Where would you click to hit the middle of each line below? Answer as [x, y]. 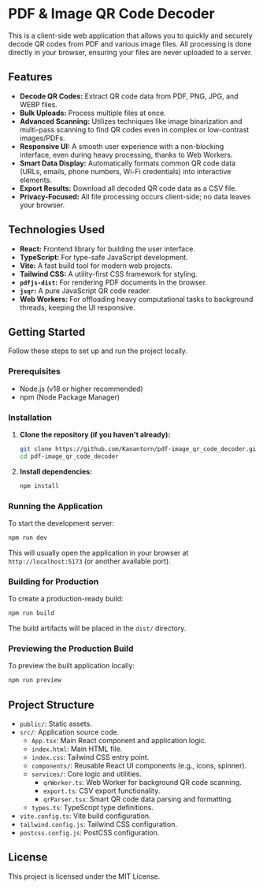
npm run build [31, 613]
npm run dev [28, 537]
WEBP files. [38, 104]
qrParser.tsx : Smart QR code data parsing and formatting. [138, 799]
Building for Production [54, 582]
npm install [39, 485]
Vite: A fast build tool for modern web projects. [96, 266]
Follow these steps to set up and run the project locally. [98, 351]
